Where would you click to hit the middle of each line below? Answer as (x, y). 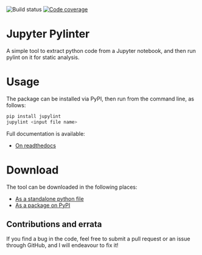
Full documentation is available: (46, 133)
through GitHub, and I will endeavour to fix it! (62, 245)
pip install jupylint (34, 116)
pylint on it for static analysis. (43, 57)
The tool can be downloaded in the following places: (72, 187)
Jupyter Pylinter (48, 34)
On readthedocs (36, 145)
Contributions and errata (54, 224)
